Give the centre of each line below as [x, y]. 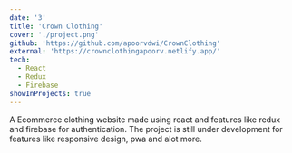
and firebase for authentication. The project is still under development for [146, 129]
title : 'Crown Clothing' [56, 26]
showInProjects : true [50, 93]
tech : [19, 60]
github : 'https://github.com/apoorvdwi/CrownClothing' [115, 43]
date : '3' [28, 18]
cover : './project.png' [54, 34]
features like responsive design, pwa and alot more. [106, 139]
